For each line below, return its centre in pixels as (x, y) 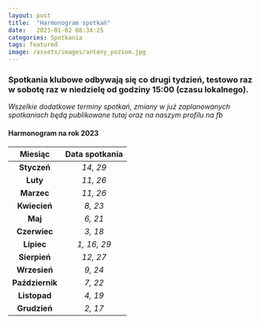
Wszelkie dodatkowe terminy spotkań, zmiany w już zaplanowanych (119, 106)
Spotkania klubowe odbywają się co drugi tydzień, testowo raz (130, 80)
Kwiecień (35, 206)
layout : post (30, 15)
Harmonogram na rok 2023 (54, 133)
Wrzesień (35, 270)
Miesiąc (35, 154)
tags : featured (33, 45)
